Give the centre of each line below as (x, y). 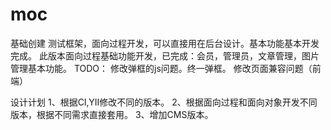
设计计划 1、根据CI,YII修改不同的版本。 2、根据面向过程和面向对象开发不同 (164, 102)
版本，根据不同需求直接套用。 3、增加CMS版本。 (112, 114)
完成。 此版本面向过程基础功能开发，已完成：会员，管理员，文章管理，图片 (165, 55)
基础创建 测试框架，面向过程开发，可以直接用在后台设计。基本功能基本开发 (165, 43)
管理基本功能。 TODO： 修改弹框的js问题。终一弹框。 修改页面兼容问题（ (161, 68)
